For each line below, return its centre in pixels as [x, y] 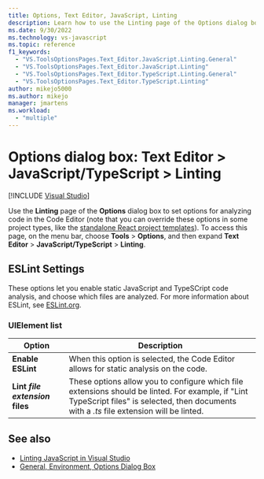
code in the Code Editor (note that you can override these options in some [128, 219]
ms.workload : [29, 111]
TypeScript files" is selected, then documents [153, 401]
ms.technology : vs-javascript [58, 37]
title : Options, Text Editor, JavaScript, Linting [93, 15]
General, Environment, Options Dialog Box [87, 466]
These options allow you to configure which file [156, 381]
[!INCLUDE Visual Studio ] [49, 195]
